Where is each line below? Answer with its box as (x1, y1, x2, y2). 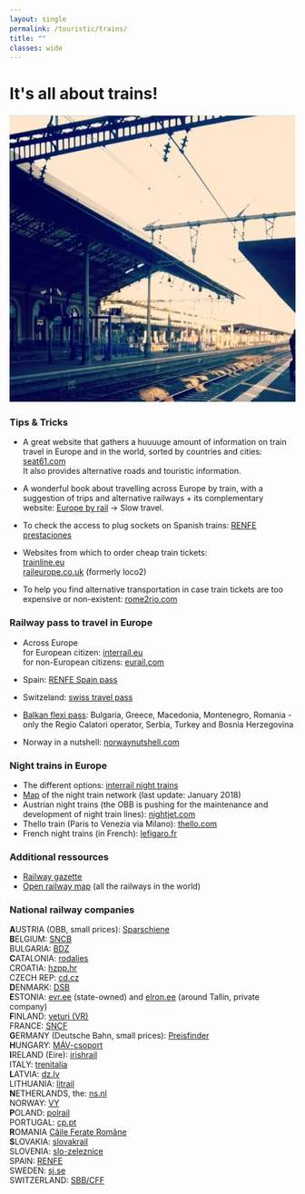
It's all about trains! (9, 84, 159, 104)
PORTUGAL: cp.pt (9, 1117, 77, 1128)
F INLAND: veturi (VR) (9, 1011, 89, 1021)
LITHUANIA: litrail (9, 1079, 75, 1090)
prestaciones (22, 529, 73, 540)
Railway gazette (22, 872, 83, 883)
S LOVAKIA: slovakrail (9, 1136, 89, 1148)
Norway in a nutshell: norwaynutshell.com (22, 736, 180, 747)
